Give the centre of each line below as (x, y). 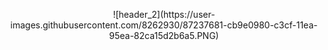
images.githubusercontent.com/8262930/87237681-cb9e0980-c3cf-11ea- (164, 25)
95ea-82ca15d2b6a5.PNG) (164, 35)
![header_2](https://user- (164, 14)
